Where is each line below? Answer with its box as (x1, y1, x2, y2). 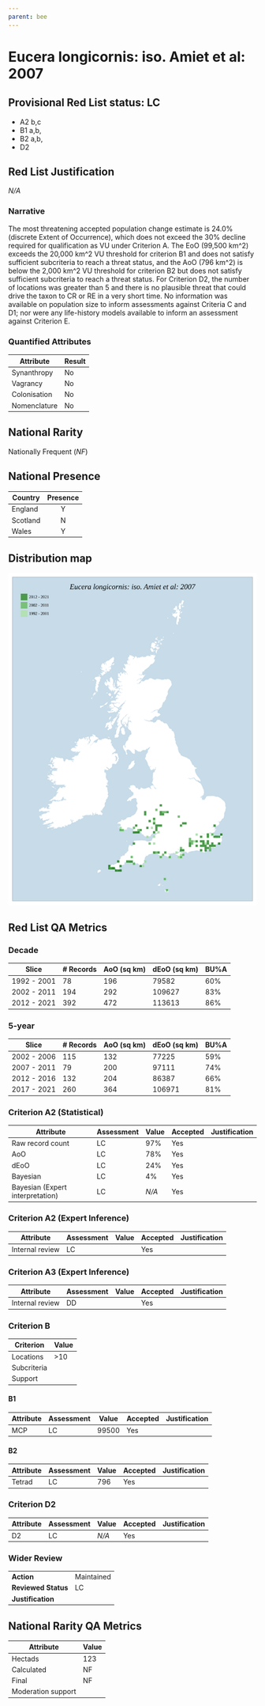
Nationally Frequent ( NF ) (8, 447, 88, 456)
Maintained (74, 1572, 112, 1582)
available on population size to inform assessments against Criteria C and (8, 299, 247, 308)
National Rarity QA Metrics (8, 1619, 142, 1632)
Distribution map (8, 551, 92, 565)
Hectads (11, 1654, 39, 1663)
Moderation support (11, 1687, 77, 1697)
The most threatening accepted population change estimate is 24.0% (8, 224, 233, 233)
